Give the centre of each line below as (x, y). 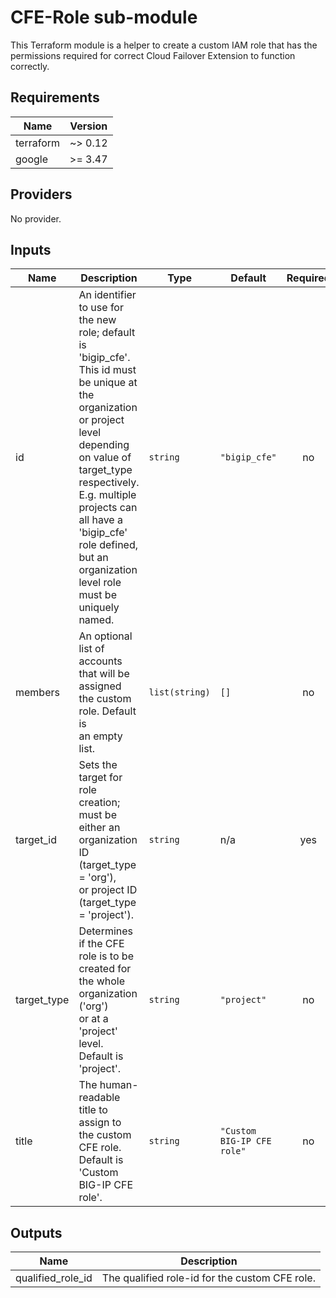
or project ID (108, 890)
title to (93, 1110)
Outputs (36, 1232)
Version (88, 126)
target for (100, 778)
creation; (99, 803)
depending (104, 445)
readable (99, 1098)
